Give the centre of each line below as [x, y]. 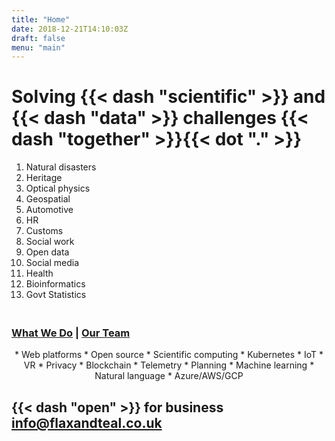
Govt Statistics [56, 295]
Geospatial [48, 199]
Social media [52, 263]
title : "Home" [41, 19]
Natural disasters [61, 167]
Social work [50, 242]
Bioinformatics [55, 284]
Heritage [44, 178]
